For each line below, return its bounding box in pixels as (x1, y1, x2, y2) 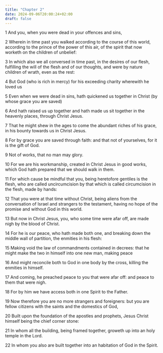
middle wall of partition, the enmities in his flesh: (5, 235, 102, 242)
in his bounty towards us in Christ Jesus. (5, 128, 87, 134)
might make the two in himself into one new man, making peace (5, 250, 133, 256)
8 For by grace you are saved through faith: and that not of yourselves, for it (5, 137, 157, 143)
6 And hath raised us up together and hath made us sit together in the (5, 108, 145, 114)
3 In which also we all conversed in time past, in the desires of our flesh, (5, 59, 150, 65)
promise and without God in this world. (5, 206, 83, 212)
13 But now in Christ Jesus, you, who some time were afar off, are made (5, 216, 149, 222)
